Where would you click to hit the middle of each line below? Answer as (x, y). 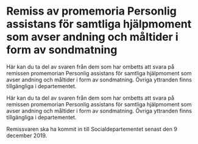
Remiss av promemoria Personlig (91, 11)
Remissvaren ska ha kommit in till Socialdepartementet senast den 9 (92, 129)
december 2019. (27, 135)
